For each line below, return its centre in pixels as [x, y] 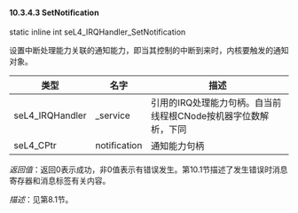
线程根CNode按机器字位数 [205, 116]
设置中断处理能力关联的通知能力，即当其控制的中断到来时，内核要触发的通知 [149, 51]
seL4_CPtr [35, 146]
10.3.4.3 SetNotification [54, 12]
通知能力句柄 [177, 146]
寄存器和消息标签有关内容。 [60, 181]
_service [113, 115]
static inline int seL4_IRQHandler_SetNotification [98, 32]
